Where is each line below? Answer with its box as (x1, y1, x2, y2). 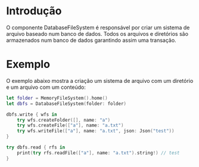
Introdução (6, 4, 62, 18)
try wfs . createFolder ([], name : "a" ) (17, 117, 111, 123)
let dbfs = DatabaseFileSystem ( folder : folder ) (6, 100, 127, 107)
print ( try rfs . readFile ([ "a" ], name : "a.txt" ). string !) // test (17, 150, 180, 156)
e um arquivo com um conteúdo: (6, 83, 86, 91)
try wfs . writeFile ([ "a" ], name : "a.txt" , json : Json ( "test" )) (17, 128, 175, 134)
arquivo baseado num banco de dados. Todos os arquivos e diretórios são (6, 30, 189, 37)
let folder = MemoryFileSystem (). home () (6, 95, 108, 101)
